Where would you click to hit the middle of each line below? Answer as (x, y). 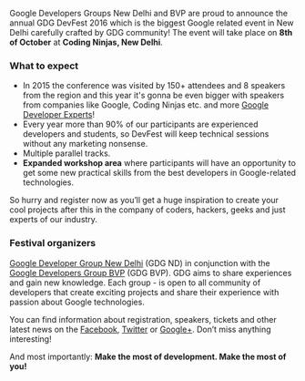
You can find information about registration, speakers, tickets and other (143, 319)
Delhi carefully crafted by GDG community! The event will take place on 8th (151, 32)
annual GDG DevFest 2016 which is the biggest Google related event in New (152, 23)
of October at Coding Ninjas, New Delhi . (86, 42)
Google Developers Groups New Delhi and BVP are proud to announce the (149, 13)
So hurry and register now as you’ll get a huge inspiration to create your (144, 201)
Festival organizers (53, 243)
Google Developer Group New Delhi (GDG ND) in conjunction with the (140, 263)
